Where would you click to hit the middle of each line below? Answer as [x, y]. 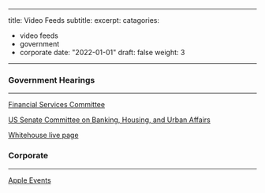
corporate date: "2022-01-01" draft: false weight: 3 [102, 52]
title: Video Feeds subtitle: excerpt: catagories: [84, 20]
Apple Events [30, 180]
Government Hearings [52, 80]
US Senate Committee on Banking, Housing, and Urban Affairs [109, 120]
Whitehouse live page [43, 135]
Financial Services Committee [56, 105]
